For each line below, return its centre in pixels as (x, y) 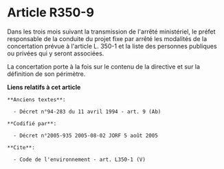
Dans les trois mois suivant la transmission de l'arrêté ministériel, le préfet (111, 31)
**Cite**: (21, 147)
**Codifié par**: (32, 123)
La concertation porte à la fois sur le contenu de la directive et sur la (104, 66)
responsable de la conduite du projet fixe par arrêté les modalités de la (107, 38)
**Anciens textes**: (37, 100)
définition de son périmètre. (46, 74)
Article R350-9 (51, 13)
